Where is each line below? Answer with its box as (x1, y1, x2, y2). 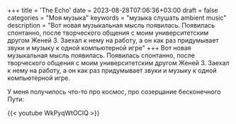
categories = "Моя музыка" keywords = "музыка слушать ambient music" (7, 13, 227, 22)
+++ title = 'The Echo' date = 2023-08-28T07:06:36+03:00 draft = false (7, 6, 218, 14)
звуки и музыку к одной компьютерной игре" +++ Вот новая (7, 44, 191, 52)
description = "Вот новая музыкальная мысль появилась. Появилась (7, 21, 215, 29)
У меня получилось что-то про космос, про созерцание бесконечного (7, 88, 221, 96)
